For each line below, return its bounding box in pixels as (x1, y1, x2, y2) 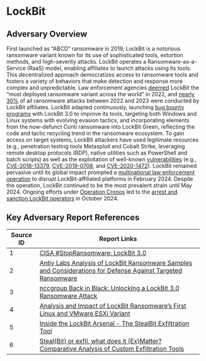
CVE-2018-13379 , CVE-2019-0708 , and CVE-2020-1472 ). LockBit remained (6, 162, 197, 169)
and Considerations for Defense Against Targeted (39, 266, 183, 275)
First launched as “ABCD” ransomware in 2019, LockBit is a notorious (6, 45, 181, 52)
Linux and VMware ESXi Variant (39, 309, 131, 317)
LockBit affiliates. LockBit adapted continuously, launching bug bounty (6, 104, 185, 111)
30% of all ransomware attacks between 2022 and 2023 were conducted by (6, 97, 200, 104)
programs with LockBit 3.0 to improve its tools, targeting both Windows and (6, 110, 197, 117)
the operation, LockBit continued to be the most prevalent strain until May (6, 182, 192, 189)
